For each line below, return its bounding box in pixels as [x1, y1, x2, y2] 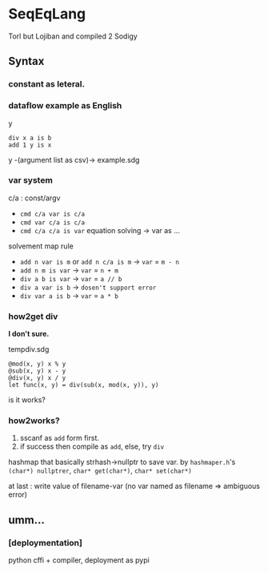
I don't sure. [8, 329, 50, 339]
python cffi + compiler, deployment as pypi [8, 555, 150, 565]
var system [8, 175, 54, 186]
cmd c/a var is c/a [19, 210, 86, 218]
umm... [8, 513, 46, 527]
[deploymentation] [8, 537, 82, 548]
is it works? [8, 395, 46, 405]
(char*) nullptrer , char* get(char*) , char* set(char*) [8, 466, 192, 475]
